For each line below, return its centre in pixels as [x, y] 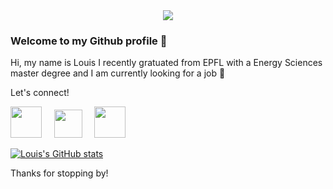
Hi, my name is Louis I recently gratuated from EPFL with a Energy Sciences [166, 63]
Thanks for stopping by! [59, 173]
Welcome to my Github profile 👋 [89, 41]
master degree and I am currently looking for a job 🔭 [118, 73]
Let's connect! [40, 93]
